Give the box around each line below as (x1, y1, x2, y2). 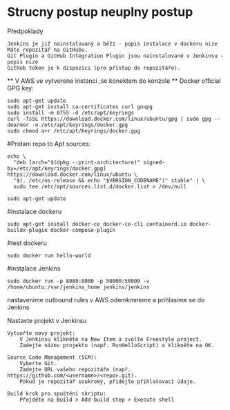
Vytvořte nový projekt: (7, 329, 76, 337)
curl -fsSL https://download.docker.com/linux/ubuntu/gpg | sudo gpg (7, 115, 212, 122)
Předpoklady (7, 27, 44, 35)
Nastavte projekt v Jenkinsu (7, 316, 87, 324)
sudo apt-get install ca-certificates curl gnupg (7, 103, 153, 110)
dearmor (7, 121, 30, 128)
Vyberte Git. (19, 360, 57, 367)
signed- (142, 159, 166, 166)
